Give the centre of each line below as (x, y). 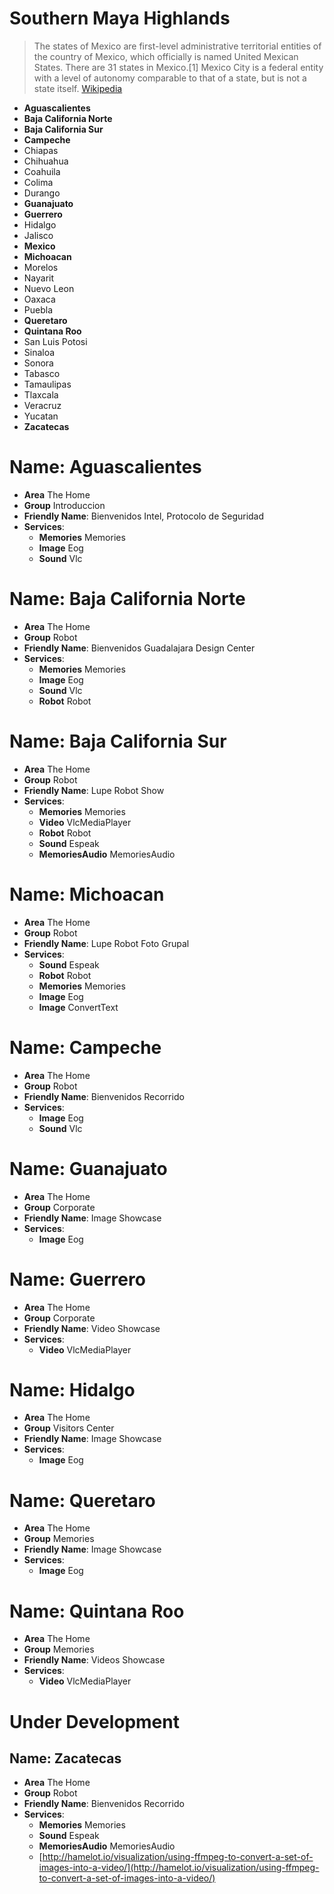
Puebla (38, 309)
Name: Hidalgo (72, 1389)
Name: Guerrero (77, 1279)
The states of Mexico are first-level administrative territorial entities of (177, 46)
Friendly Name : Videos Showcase (94, 1660)
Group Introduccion (64, 505)
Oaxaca (39, 299)
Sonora (38, 363)
